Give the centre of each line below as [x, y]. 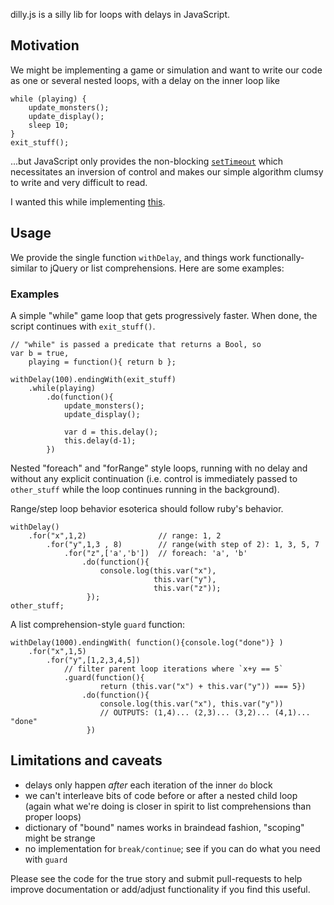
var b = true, [40, 353]
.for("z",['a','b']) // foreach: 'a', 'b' [155, 553]
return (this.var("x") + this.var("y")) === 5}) [203, 686]
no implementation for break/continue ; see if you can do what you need [172, 848]
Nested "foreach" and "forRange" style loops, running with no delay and [159, 468]
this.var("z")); [187, 588]
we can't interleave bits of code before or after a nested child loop [161, 795]
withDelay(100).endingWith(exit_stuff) [93, 379]
